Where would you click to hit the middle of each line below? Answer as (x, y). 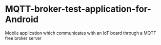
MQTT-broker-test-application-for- (78, 9)
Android (22, 19)
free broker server (23, 38)
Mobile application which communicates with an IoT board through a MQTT (81, 33)
